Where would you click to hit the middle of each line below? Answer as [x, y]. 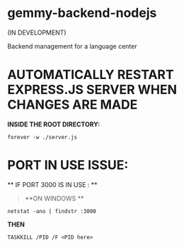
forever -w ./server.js [42, 137]
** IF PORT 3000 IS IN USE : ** [52, 184]
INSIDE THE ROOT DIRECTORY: [54, 124]
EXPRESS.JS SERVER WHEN [92, 90]
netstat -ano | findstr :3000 [52, 211]
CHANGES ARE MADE [73, 105]
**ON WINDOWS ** [54, 198]
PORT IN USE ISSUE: [68, 165]
